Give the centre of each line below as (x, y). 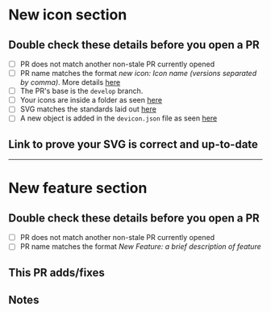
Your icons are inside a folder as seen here (91, 100)
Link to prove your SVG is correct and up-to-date (133, 144)
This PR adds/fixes (56, 272)
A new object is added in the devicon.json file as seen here (119, 118)
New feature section (78, 188)
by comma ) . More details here (70, 82)
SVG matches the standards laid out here (88, 109)
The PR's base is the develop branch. (81, 91)
